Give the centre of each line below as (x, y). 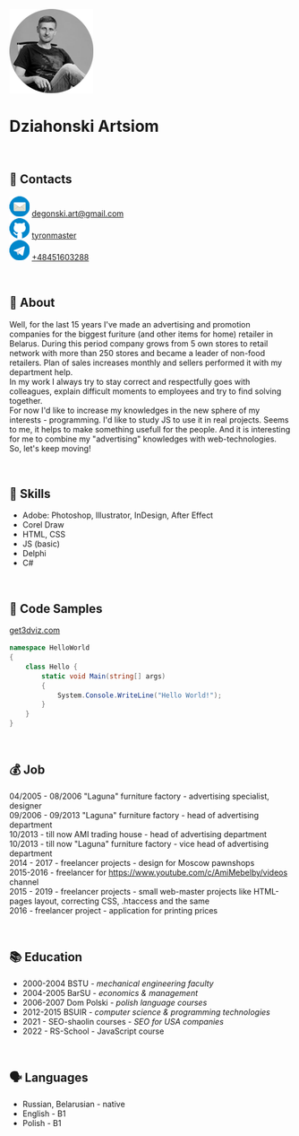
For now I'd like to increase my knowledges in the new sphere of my (135, 410)
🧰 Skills (30, 494)
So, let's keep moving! (50, 448)
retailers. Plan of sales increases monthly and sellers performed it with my (146, 363)
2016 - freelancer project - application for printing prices (114, 910)
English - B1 (44, 1114)
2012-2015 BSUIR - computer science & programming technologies (146, 1012)
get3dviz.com (35, 630)
